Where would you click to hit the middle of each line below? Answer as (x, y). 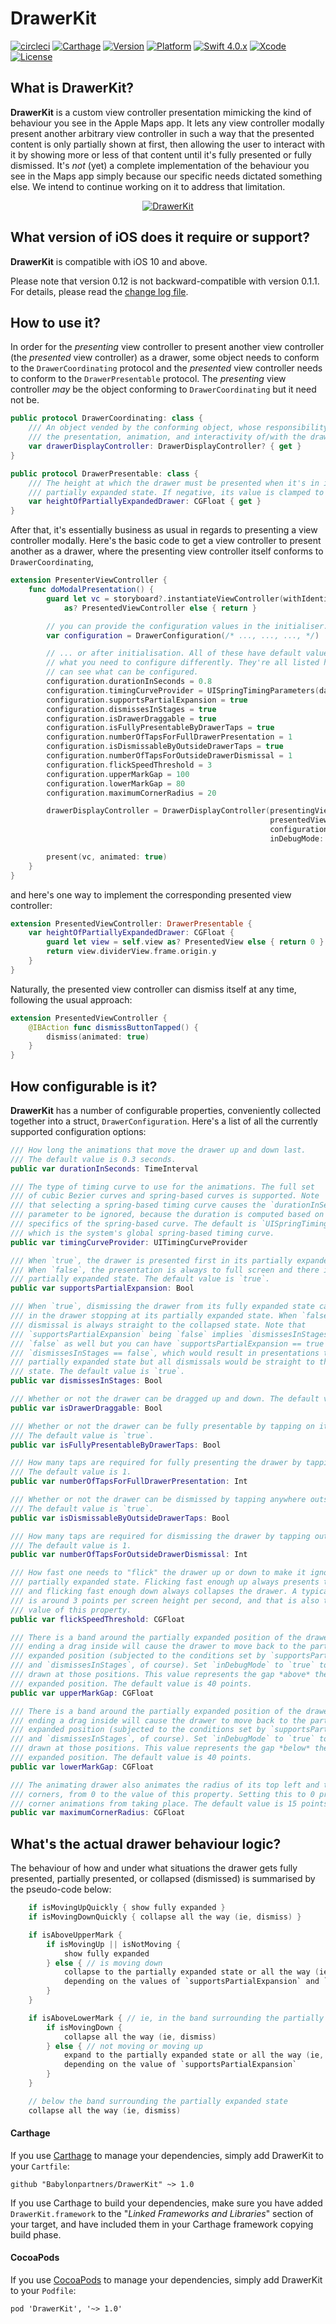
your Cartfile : (40, 2166)
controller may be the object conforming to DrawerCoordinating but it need (163, 389)
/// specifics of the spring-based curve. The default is (133, 1224)
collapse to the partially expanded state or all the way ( (191, 1972)
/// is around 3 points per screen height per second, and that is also (165, 1600)
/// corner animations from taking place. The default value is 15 (154, 1803)
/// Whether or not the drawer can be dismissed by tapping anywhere (158, 1500)
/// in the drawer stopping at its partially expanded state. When (154, 1316)
